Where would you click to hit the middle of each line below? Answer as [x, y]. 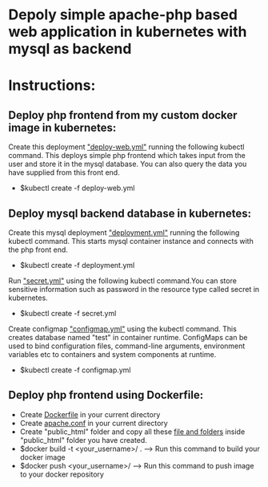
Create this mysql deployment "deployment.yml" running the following [124, 233]
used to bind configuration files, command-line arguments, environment [127, 346]
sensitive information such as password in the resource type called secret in [134, 289]
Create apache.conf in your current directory [94, 423]
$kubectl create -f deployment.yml [77, 265]
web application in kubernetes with [128, 32]
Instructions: [52, 85]
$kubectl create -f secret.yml [68, 313]
